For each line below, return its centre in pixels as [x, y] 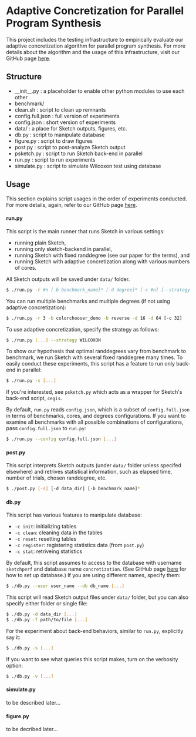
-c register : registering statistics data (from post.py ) [79, 545]
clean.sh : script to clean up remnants [60, 109]
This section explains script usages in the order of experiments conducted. [97, 199]
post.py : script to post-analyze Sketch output [70, 147]
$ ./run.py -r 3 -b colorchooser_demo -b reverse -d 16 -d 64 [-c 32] [94, 318]
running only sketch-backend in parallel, [63, 249]
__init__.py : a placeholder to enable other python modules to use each [99, 91]
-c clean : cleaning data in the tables [58, 532]
